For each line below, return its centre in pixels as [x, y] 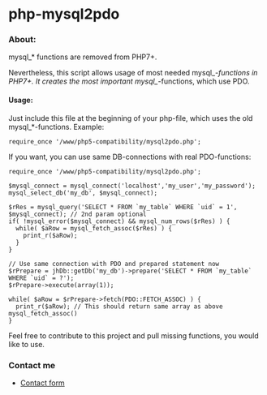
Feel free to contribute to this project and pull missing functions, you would [134, 335]
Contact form [42, 383]
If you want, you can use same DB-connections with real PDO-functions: [130, 157]
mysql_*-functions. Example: [56, 127]
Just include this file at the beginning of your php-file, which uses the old [131, 118]
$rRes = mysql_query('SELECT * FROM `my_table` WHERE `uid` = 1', [123, 207]
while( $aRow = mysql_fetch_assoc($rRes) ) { [94, 228]
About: [22, 40]
